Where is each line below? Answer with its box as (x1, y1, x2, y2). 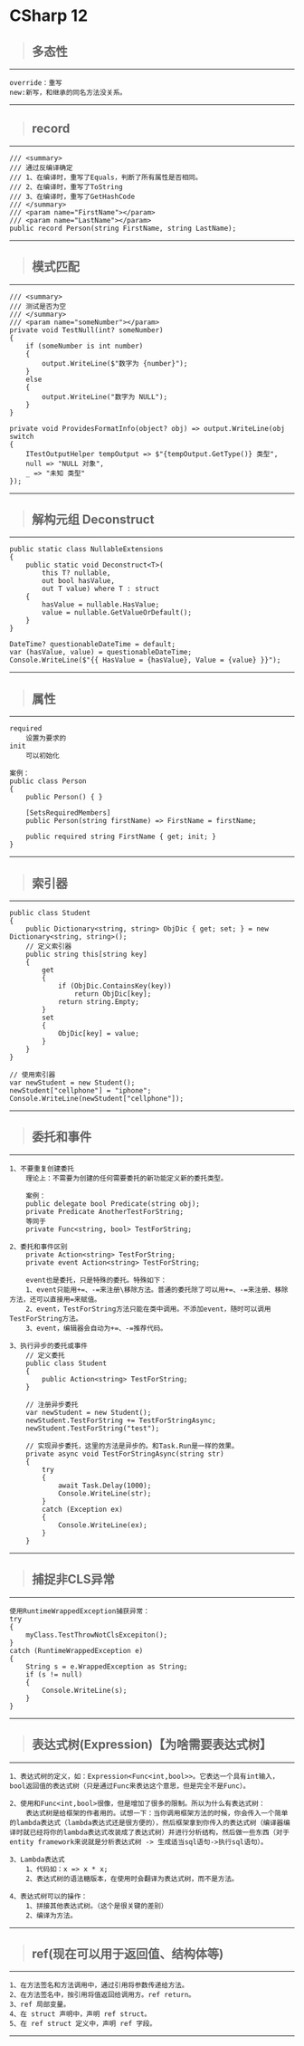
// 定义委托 (25, 1351, 65, 1360)
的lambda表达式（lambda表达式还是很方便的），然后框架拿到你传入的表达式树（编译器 (9, 1818, 284, 1827)
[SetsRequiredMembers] (25, 808, 111, 817)
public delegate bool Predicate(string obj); (25, 1199, 201, 1209)
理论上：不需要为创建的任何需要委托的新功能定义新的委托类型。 (25, 1173, 228, 1182)
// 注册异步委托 (25, 1400, 79, 1409)
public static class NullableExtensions (9, 545, 165, 554)
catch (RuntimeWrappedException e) (9, 1646, 144, 1655)
